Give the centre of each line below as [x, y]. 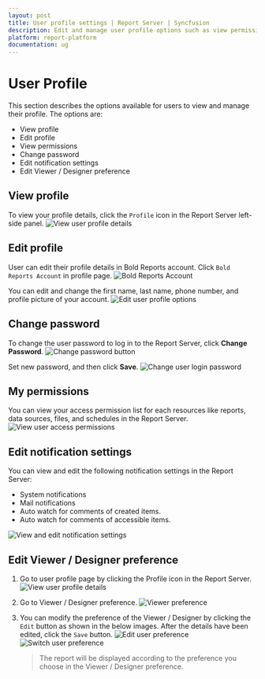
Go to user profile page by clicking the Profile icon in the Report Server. [136, 578]
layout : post [30, 15]
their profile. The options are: [56, 114]
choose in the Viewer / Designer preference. [111, 666]
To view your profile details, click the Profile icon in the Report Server [123, 215]
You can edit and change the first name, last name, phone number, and [123, 291]
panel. [34, 223]
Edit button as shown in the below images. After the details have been [134, 626]
